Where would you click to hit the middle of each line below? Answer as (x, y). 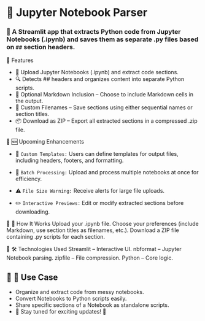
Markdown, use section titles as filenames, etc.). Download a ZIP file (93, 230)
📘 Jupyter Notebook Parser (77, 13)
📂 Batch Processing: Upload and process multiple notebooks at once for (107, 172)
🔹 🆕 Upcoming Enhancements (45, 142)
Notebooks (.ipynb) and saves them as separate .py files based (102, 39)
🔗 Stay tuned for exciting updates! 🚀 (60, 312)
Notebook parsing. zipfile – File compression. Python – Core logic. (90, 258)
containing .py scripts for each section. (56, 237)
